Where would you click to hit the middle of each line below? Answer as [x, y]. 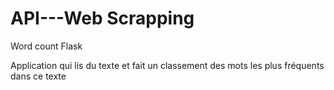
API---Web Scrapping [102, 18]
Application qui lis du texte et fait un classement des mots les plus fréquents [167, 65]
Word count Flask [46, 46]
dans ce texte [38, 76]
